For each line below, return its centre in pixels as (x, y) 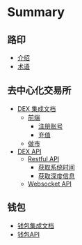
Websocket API (49, 184)
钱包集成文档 (35, 225)
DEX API (29, 151)
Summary (36, 12)
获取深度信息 (56, 176)
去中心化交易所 (39, 90)
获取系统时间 (56, 167)
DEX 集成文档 (36, 108)
